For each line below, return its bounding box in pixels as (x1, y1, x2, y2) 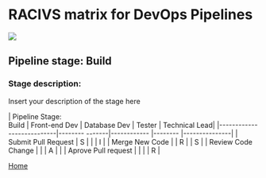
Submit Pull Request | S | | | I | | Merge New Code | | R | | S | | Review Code (8, 137, 253, 146)
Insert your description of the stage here (8, 96, 141, 106)
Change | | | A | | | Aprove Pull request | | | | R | (8, 145, 160, 155)
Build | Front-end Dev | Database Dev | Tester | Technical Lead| (8, 120, 216, 130)
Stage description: (8, 78, 82, 89)
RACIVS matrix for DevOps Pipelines (8, 6, 253, 24)
